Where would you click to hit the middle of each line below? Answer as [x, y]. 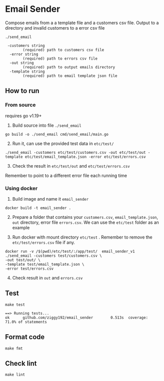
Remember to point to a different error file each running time [66, 175]
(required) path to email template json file [70, 76]
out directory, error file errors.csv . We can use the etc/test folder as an [86, 222]
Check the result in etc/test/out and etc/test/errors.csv [71, 166]
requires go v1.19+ [23, 116]
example [21, 227]
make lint [15, 375]
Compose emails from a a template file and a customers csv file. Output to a [82, 23]
